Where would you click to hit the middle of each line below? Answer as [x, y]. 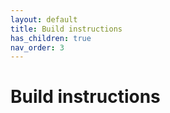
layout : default [44, 19]
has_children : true [51, 38]
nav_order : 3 [37, 47]
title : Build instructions [66, 29]
